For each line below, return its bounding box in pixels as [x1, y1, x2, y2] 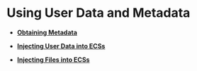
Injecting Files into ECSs [16, 55, 90, 64]
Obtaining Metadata [16, 28, 77, 37]
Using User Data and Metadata [6, 5, 191, 21]
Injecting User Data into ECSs [16, 41, 106, 50]
